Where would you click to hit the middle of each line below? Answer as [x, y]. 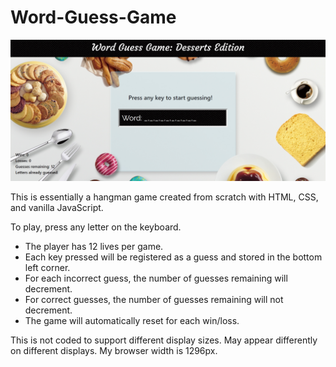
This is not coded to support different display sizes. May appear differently [164, 340]
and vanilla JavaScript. [57, 208]
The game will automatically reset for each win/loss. [132, 321]
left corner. [47, 268]
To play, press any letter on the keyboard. [96, 227]
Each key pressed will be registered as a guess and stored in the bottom [173, 257]
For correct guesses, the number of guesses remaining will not [154, 300]
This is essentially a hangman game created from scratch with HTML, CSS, [164, 197]
